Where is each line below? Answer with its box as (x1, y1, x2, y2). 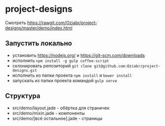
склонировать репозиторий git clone (12, 63, 92, 68)
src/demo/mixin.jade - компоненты (12, 110, 85, 116)
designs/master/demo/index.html (5, 25, 73, 31)
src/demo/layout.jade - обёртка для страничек (12, 105, 110, 111)
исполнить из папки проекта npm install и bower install (12, 72, 132, 78)
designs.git (12, 68, 37, 73)
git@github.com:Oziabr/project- (93, 63, 161, 68)
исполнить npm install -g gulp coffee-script (12, 58, 110, 63)
